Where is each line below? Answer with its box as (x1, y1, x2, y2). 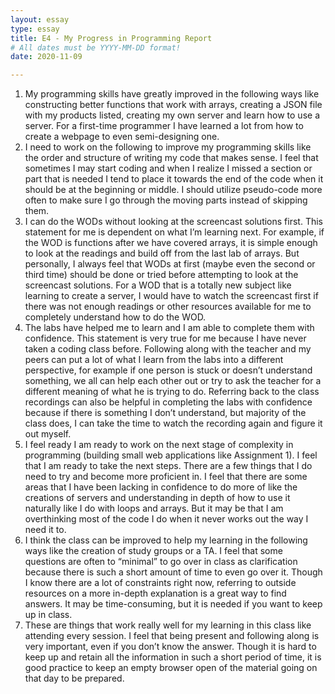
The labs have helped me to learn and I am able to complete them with (24, 322, 315, 334)
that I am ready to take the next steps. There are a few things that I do (24, 460, 313, 472)
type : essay (10, 24, 60, 34)
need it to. (24, 524, 67, 536)
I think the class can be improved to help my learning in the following (24, 534, 308, 546)
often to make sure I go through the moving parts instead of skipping (24, 194, 308, 206)
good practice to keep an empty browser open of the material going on (24, 662, 318, 674)
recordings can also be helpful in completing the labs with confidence (24, 396, 313, 408)
